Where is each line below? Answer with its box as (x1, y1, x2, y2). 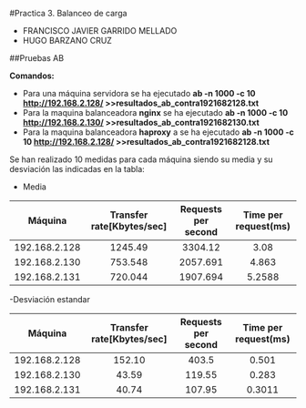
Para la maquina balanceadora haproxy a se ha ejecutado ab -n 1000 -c (22, 127, 294, 138)
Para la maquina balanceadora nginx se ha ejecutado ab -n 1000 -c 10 (22, 107, 289, 117)
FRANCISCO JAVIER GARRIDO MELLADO (22, 25, 178, 36)
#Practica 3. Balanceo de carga (9, 8, 127, 18)
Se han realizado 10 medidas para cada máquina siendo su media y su (9, 154, 273, 165)
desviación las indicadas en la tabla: (9, 164, 146, 174)
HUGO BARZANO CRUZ (22, 36, 112, 46)
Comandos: (9, 70, 55, 81)
